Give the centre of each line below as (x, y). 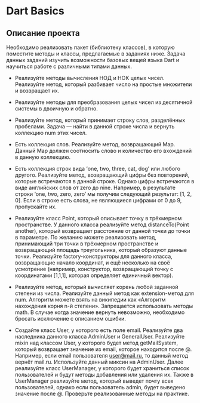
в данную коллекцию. (42, 157)
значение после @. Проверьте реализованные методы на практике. (102, 393)
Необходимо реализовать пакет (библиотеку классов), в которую (90, 47)
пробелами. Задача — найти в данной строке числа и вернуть (95, 126)
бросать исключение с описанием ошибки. (70, 319)
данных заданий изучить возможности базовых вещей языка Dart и (93, 60)
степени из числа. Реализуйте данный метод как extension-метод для (104, 293)
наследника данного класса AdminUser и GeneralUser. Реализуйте (100, 336)
